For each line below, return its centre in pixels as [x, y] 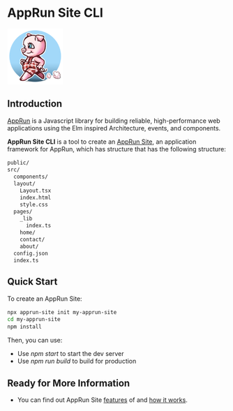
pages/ [23, 211]
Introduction [35, 104]
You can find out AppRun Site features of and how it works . [103, 400]
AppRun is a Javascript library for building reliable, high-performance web [114, 121]
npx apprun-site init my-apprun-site [62, 312]
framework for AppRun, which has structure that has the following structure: [117, 149]
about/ [29, 246]
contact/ [32, 239]
